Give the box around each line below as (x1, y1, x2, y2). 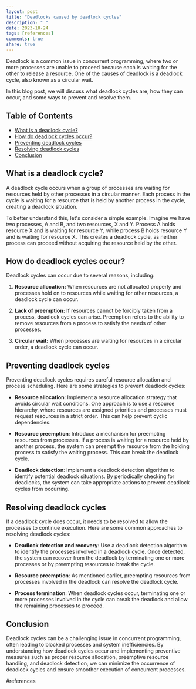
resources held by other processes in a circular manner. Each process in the (6, 190, 191, 198)
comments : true (6, 36, 43, 42)
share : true (6, 42, 35, 48)
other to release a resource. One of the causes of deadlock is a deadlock (6, 70, 183, 77)
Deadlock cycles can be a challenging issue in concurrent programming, (6, 634, 181, 641)
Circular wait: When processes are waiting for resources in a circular (14, 337, 182, 344)
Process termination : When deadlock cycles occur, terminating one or (14, 589, 186, 597)
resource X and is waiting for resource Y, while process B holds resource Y (6, 227, 187, 234)
